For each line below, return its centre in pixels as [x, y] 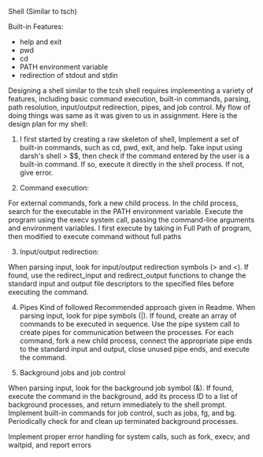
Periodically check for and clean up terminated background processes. [123, 421]
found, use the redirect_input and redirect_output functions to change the [127, 275]
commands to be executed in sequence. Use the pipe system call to [130, 324]
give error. [36, 173]
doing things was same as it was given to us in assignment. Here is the [123, 116]
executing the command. [48, 292]
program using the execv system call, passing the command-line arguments [131, 220]
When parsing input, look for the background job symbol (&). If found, [121, 388]
